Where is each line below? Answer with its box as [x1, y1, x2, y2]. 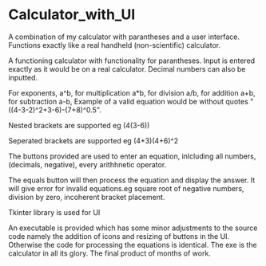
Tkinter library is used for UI [8, 207, 101, 217]
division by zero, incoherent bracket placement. [8, 192, 165, 201]
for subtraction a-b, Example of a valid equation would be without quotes [8, 96, 249, 106]
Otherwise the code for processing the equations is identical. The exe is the [8, 240, 257, 249]
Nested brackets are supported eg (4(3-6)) [8, 120, 150, 130]
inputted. [8, 72, 38, 82]
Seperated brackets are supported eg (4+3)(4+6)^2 [8, 135, 178, 145]
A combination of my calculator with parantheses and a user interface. [8, 32, 240, 41]
